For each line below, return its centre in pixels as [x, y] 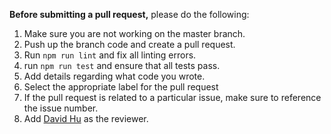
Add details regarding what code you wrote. [114, 76]
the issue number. [61, 108]
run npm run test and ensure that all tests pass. [122, 65]
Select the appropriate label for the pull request [121, 87]
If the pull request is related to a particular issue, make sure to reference [172, 97]
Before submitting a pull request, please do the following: [129, 14]
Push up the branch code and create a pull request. [129, 44]
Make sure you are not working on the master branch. [134, 33]
